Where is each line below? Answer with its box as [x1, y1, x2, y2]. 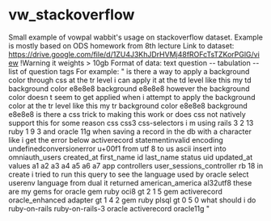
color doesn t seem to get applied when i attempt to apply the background [8, 92, 256, 102]
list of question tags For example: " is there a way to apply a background [8, 66, 250, 76]
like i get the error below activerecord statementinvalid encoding [8, 135, 224, 144]
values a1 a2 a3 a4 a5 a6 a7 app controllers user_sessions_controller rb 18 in [8, 161, 264, 170]
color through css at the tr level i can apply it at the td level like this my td [8, 75, 252, 85]
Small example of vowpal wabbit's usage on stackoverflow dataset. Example [8, 32, 263, 42]
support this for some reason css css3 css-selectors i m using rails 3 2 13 [8, 118, 254, 127]
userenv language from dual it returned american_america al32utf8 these [8, 177, 252, 187]
